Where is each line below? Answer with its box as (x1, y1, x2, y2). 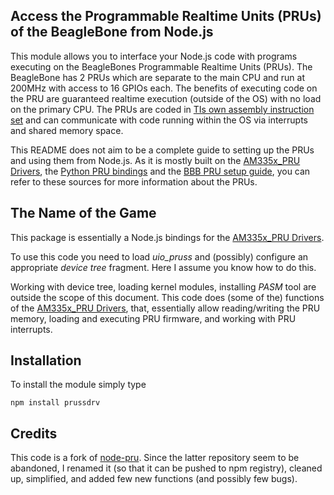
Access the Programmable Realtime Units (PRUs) (10, 8, 322, 25)
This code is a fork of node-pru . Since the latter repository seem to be (10, 452, 300, 464)
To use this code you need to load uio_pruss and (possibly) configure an (10, 250, 309, 263)
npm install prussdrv (10, 398, 101, 408)
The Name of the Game (10, 205, 157, 222)
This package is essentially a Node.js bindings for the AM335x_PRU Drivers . (10, 231, 325, 243)
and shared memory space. (10, 124, 124, 136)
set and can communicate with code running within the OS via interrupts (10, 114, 308, 126)
